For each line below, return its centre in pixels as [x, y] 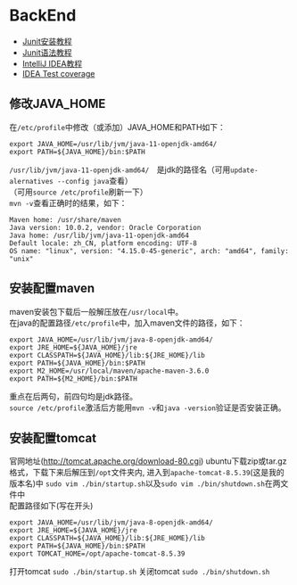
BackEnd [43, 16]
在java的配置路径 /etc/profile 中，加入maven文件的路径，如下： [127, 323]
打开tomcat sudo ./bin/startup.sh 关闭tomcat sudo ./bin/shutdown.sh [140, 572]
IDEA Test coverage [58, 73]
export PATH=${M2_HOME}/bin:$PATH [74, 379]
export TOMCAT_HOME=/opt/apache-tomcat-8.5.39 [97, 554]
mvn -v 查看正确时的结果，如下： [68, 202]
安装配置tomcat [53, 438]
